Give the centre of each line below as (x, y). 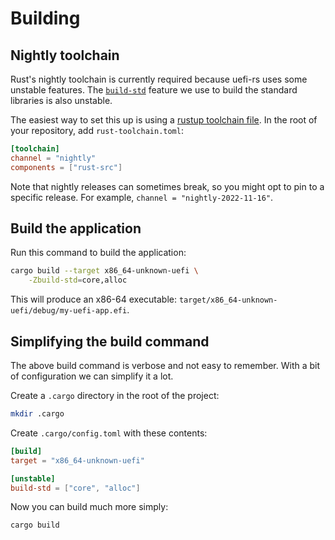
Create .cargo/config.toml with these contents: (109, 433)
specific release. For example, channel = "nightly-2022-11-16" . (142, 197)
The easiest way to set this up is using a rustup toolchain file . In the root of (164, 120)
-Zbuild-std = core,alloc (78, 280)
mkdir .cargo (37, 414)
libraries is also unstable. (61, 100)
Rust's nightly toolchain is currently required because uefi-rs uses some (159, 79)
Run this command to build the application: (98, 253)
